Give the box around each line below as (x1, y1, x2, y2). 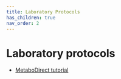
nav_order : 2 (6, 20, 40, 26)
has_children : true (6, 15, 56, 21)
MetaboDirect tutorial (15, 66, 69, 74)
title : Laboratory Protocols (6, 9, 80, 15)
